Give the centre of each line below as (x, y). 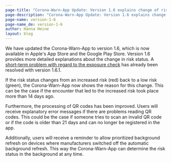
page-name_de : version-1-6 (34, 24)
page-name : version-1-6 (31, 19)
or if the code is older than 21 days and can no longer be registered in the (83, 122)
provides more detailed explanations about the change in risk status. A (80, 59)
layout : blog (19, 34)
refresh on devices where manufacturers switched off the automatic (77, 143)
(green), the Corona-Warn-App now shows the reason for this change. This (84, 85)
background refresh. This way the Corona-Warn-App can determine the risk (85, 148)
